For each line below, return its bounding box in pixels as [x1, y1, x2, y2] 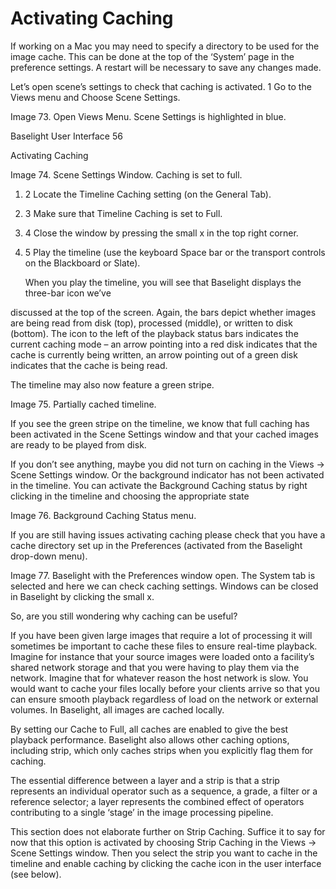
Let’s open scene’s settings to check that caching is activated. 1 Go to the [10, 80, 312, 92]
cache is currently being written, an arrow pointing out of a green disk [10, 348, 298, 361]
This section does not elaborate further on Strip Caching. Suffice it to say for [10, 825, 326, 837]
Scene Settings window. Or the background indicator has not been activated [10, 468, 325, 481]
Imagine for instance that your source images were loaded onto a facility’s [10, 650, 315, 662]
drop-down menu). [10, 550, 88, 562]
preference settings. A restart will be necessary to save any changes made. [10, 61, 322, 73]
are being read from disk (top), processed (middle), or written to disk [10, 317, 293, 329]
